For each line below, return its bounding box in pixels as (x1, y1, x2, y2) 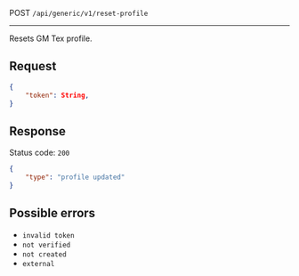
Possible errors (9, 206, 96, 221)
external (21, 259, 55, 268)
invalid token (21, 231, 75, 239)
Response (9, 124, 67, 139)
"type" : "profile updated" (25, 173, 125, 182)
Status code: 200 (9, 147, 70, 158)
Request (9, 59, 57, 74)
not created (21, 249, 67, 259)
